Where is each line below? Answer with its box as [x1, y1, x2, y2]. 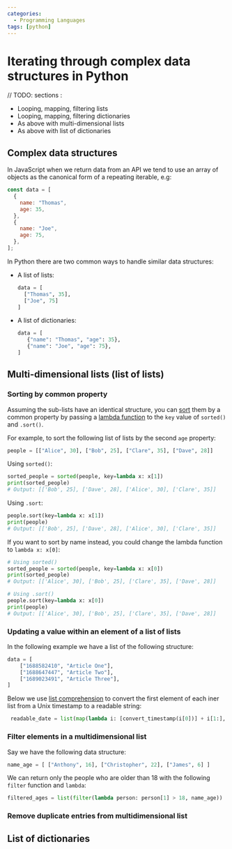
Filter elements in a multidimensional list [7, 732, 147, 742]
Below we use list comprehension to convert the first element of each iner [7, 694, 219, 703]
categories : [7, 10, 42, 17]
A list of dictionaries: [17, 316, 77, 325]
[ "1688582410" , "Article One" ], [20, 662, 114, 669]
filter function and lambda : [7, 781, 86, 790]
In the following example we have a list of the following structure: [7, 642, 194, 650]
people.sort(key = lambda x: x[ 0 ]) [7, 597, 105, 604]
